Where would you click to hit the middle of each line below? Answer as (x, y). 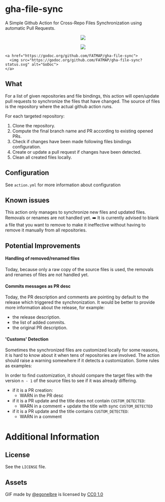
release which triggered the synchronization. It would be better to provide (80, 302)
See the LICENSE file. (26, 467)
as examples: (19, 366)
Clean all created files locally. (42, 157)
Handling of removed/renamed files (42, 258)
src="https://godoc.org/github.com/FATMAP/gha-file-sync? (81, 60)
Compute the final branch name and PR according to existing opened (82, 131)
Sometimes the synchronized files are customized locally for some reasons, (82, 350)
